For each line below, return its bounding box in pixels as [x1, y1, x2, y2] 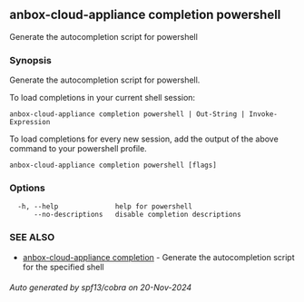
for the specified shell [22, 261, 104, 272]
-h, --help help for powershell [17, 202, 193, 211]
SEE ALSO [9, 231, 55, 244]
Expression [9, 118, 51, 127]
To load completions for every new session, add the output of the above [9, 133, 279, 144]
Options [9, 181, 45, 194]
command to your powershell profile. [9, 143, 147, 154]
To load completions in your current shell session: [9, 93, 196, 103]
